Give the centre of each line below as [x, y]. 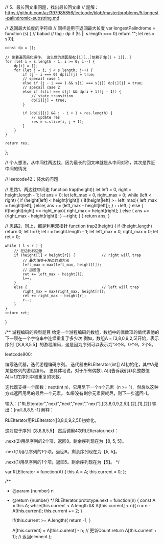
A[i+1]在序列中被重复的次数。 [35, 377]
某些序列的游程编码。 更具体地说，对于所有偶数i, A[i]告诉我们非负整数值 [78, 370]
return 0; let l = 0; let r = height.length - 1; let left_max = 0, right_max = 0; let [82, 231]
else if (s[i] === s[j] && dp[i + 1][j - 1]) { [72, 92]
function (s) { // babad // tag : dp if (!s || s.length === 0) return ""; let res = [80, 34]
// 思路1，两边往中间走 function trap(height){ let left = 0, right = [69, 190]
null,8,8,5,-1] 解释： [35, 410]
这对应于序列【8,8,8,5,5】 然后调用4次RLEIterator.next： [62, 431]
